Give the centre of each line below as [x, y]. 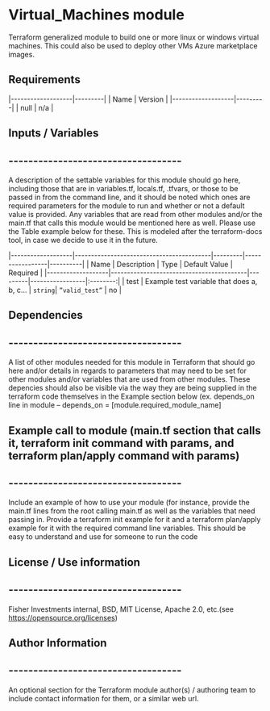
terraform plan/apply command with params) [124, 456]
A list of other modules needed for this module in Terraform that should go [132, 362]
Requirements [44, 79]
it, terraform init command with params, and [121, 443]
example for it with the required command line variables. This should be [127, 528]
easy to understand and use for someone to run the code [103, 537]
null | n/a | [37, 107]
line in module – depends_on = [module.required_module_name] [115, 405]
